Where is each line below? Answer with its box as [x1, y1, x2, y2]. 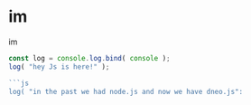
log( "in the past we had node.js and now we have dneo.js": [8, 87, 244, 96]
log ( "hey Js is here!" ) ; [8, 62, 110, 72]
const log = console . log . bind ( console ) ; [8, 53, 171, 62]
